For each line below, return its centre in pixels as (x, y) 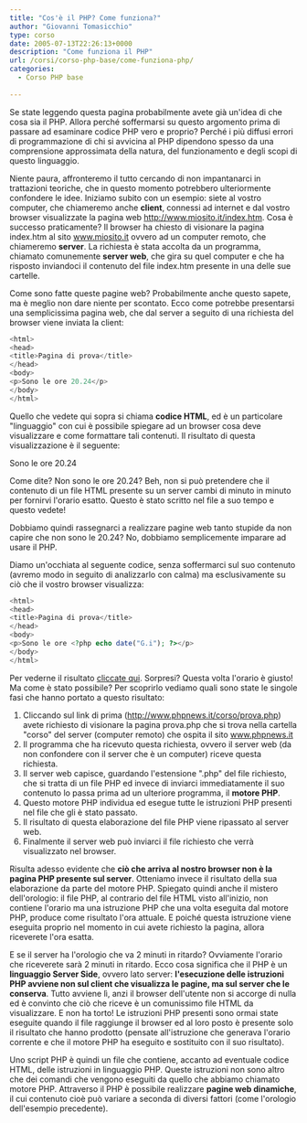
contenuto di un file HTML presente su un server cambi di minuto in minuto (150, 490)
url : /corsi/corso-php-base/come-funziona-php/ (102, 60)
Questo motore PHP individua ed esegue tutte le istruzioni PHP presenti (157, 802)
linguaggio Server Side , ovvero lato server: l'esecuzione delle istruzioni (147, 974)
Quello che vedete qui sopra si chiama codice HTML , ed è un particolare (146, 416)
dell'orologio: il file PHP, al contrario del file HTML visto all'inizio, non (139, 898)
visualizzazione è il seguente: (65, 445)
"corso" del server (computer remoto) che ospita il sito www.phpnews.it (158, 734)
